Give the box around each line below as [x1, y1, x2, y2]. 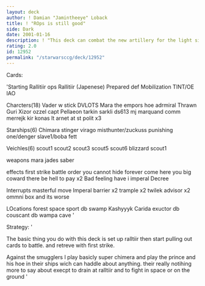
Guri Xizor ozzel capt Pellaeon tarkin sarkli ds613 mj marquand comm [6, 108, 181, 115]
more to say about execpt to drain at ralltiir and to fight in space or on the [6, 266, 190, 274]
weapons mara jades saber [6, 156, 74, 164]
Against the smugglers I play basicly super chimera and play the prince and [6, 253, 196, 260]
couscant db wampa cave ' [6, 211, 74, 219]
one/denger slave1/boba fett [6, 133, 77, 140]
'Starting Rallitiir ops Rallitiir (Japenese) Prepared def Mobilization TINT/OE [6, 83, 194, 90]
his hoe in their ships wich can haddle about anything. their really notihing [6, 260, 192, 267]
